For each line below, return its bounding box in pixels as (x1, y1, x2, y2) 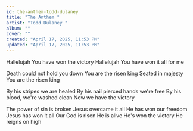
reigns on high (6, 118, 42, 125)
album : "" (6, 25, 31, 32)
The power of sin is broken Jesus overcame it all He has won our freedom (6, 105, 188, 113)
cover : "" (6, 31, 31, 37)
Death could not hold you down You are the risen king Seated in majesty (6, 70, 183, 77)
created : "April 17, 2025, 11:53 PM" (6, 36, 100, 42)
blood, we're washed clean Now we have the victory (6, 93, 135, 101)
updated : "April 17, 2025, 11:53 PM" (6, 42, 100, 48)
